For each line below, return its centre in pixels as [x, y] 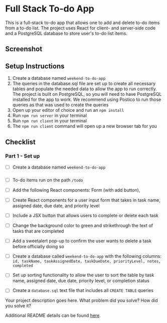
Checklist [21, 142]
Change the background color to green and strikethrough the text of [82, 226]
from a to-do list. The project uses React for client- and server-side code [80, 28]
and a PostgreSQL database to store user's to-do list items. [66, 33]
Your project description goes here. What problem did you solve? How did [81, 300]
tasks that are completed [38, 231]
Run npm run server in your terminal [49, 115]
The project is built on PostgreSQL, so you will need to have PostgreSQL [87, 94]
